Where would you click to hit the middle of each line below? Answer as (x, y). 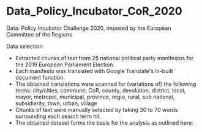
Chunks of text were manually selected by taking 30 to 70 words (96, 109)
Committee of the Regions (39, 34)
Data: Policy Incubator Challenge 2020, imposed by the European (89, 28)
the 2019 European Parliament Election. (65, 64)
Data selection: (25, 46)
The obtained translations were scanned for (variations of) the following (106, 84)
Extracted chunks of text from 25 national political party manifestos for (104, 58)
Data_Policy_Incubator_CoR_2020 (94, 11)
